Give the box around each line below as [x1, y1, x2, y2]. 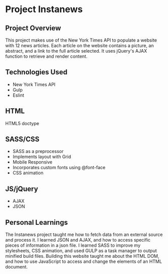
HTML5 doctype [5, 120, 39, 126]
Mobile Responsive [12, 159, 53, 165]
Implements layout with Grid [12, 153, 71, 160]
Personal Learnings [5, 218, 68, 226]
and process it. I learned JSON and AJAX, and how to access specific [5, 237, 151, 243]
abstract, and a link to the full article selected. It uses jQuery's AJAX [5, 48, 147, 54]
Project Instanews [5, 4, 83, 15]
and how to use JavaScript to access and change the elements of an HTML [5, 258, 162, 264]
